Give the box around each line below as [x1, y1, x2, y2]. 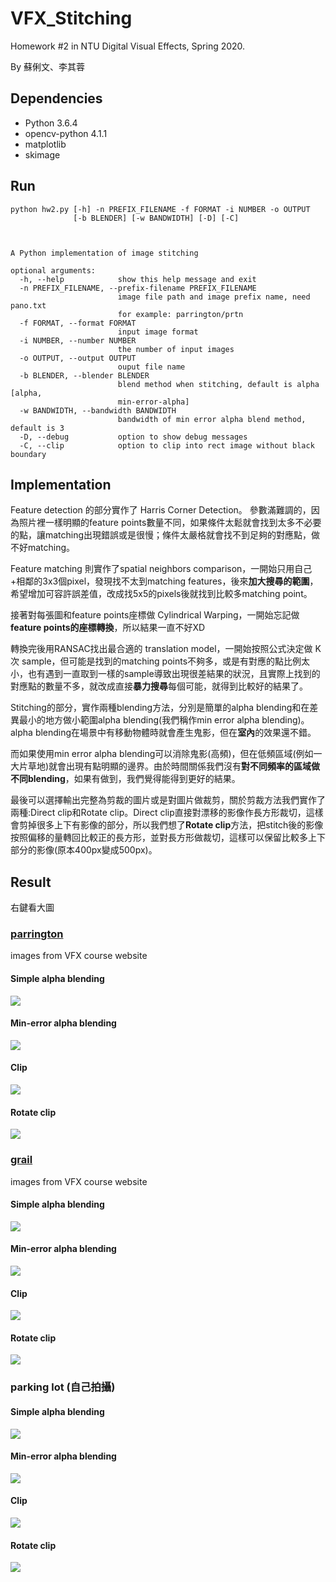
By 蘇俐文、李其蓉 [10, 60, 85, 72]
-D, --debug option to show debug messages [19, 432, 248, 442]
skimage [24, 148, 61, 161]
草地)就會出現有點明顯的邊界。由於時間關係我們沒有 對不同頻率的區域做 [27, 760, 321, 772]
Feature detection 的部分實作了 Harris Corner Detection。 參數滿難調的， [10, 504, 312, 516]
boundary [10, 449, 47, 459]
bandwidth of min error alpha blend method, [117, 414, 307, 424]
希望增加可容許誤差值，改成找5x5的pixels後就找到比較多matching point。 [10, 588, 313, 600]
